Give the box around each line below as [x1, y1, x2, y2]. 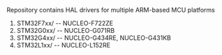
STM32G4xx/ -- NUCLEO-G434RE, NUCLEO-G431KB [16, 34, 172, 42]
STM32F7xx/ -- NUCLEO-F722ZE [16, 19, 114, 27]
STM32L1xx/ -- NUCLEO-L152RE [16, 41, 111, 49]
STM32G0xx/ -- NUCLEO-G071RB [16, 27, 115, 34]
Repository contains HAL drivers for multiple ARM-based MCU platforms [6, 6, 216, 14]
